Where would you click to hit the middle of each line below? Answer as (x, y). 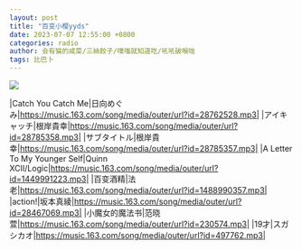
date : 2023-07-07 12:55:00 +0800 (72, 34)
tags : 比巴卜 (32, 60)
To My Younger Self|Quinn (59, 158)
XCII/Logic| (30, 168)
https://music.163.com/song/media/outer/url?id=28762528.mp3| (139, 115)
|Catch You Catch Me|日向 (58, 103)
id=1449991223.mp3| (49, 179)
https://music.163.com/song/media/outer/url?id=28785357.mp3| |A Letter (156, 148)
